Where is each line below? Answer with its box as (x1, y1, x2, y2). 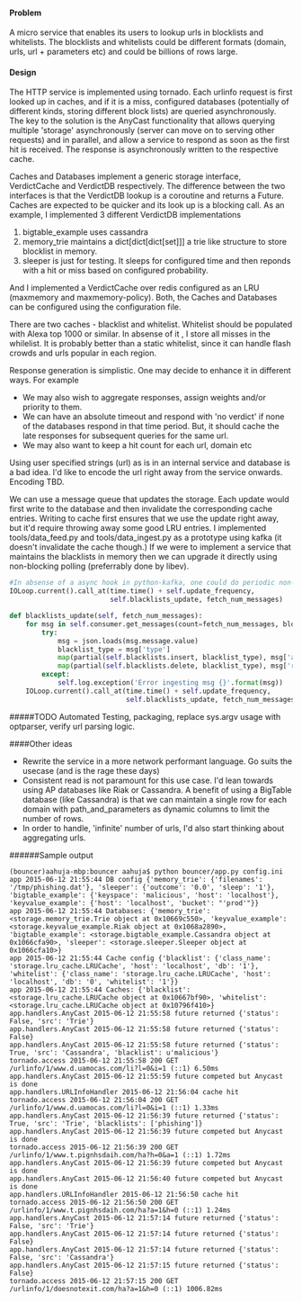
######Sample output (9, 849, 94, 860)
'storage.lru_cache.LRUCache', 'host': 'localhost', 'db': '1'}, (9, 961, 259, 971)
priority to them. (22, 401, 83, 413)
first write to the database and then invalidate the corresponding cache (9, 504, 272, 515)
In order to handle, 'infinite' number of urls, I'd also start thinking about (22, 822, 285, 833)
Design (9, 67, 37, 77)
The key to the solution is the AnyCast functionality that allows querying (9, 115, 276, 126)
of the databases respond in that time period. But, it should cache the (22, 421, 280, 432)
